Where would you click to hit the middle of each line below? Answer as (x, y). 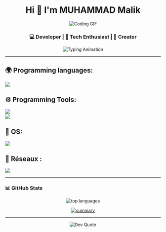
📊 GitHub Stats (24, 188)
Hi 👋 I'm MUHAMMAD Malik (83, 10)
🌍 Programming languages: (49, 70)
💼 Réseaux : (23, 159)
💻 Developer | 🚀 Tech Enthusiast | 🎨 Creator (83, 37)
